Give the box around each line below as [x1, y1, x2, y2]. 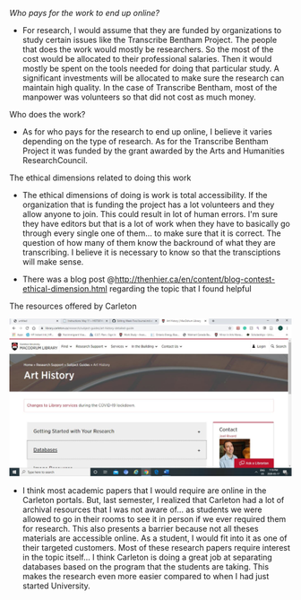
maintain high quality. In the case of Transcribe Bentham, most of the [21, 83, 278, 92]
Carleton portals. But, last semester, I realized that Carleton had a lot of [21, 495, 285, 506]
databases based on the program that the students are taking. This [21, 561, 270, 572]
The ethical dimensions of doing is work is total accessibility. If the [21, 190, 268, 200]
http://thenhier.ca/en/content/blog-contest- [115, 274, 276, 284]
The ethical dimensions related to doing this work [9, 172, 192, 183]
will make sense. [21, 257, 84, 267]
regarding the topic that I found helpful [108, 283, 253, 294]
